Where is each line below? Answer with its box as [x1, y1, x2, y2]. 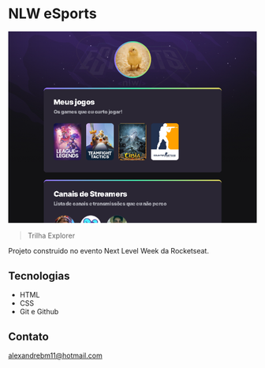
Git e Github [19, 307, 59, 317]
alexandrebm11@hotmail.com [8, 351, 103, 360]
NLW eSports [8, 5, 97, 23]
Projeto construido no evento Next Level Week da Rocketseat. [8, 246, 209, 256]
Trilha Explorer [27, 231, 76, 241]
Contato [8, 329, 49, 344]
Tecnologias [8, 269, 70, 283]
